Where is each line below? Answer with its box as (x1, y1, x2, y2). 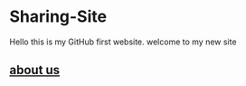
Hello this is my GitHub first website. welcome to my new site (9, 36, 237, 47)
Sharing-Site (9, 6, 107, 27)
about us (9, 62, 61, 78)
